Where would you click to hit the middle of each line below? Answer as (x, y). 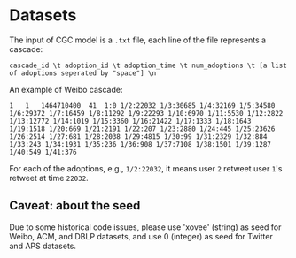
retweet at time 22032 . (49, 178)
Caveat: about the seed (75, 205)
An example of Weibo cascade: (66, 89)
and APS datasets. (43, 246)
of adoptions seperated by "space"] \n (83, 73)
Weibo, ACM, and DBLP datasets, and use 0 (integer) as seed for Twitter (141, 236)
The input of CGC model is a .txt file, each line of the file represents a (138, 40)
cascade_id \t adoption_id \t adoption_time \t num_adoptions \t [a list (148, 65)
